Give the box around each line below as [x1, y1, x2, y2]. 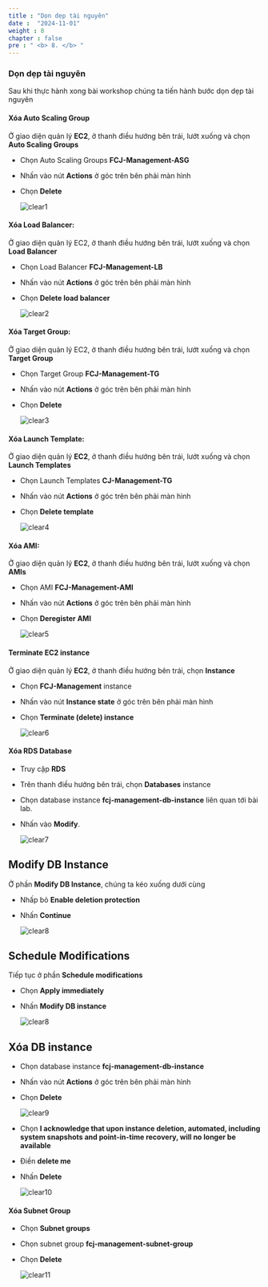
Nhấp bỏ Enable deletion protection [19, 895, 140, 904]
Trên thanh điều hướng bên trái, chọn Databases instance [19, 779, 211, 789]
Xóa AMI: [8, 541, 40, 550]
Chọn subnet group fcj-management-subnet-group [19, 1239, 194, 1248]
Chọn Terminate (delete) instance [19, 712, 134, 722]
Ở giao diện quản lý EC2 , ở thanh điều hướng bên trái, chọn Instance [8, 665, 235, 675]
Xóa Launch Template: [8, 434, 85, 444]
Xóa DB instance [8, 1040, 93, 1054]
